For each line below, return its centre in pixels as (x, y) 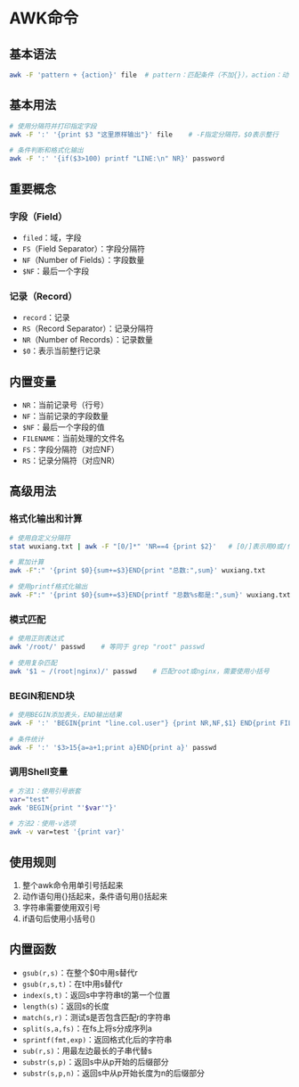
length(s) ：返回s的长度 (65, 1006)
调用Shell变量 (39, 772)
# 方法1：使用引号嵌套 (45, 791)
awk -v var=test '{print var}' (67, 832)
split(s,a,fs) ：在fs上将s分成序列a (87, 1028)
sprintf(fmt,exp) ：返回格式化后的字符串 (97, 1039)
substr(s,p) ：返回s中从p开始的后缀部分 (95, 1061)
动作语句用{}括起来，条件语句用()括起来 (94, 896)
